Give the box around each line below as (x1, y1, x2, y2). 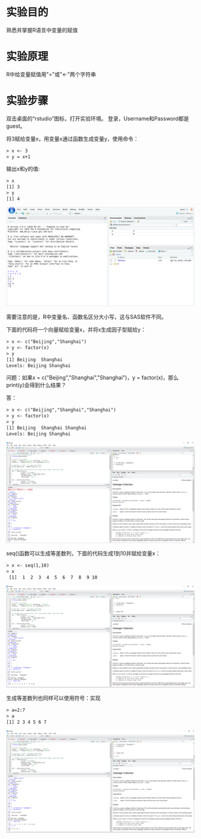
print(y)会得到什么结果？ (6, 381, 67, 389)
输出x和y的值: (6, 165, 40, 172)
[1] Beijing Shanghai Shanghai (6, 425, 87, 431)
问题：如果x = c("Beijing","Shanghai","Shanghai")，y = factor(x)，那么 (6, 374, 179, 381)
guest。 (6, 122, 26, 130)
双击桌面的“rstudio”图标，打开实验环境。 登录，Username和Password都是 (6, 115, 190, 122)
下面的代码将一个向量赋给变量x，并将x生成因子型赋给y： (6, 326, 147, 333)
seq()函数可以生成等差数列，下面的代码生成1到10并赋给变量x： (6, 550, 161, 557)
